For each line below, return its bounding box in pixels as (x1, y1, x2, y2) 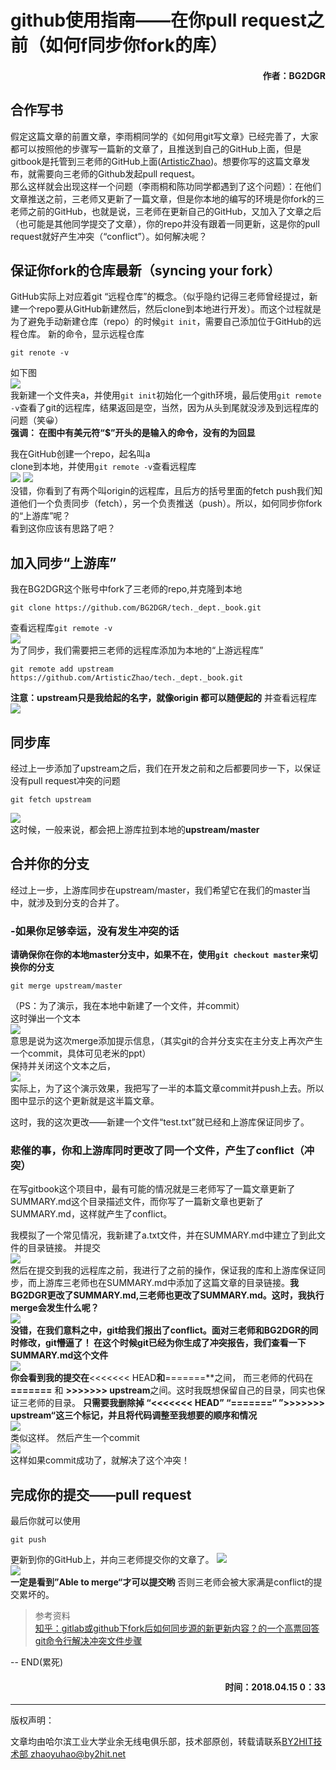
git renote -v (10, 348, 70, 358)
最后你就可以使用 (10, 1515, 81, 1527)
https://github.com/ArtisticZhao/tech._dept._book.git (10, 673, 244, 683)
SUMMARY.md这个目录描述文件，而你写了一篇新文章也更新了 (10, 1196, 264, 1208)
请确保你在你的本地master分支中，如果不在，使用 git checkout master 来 (10, 949, 310, 961)
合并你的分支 (10, 856, 90, 873)
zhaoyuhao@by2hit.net (29, 1748, 127, 1760)
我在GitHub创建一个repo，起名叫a (10, 448, 151, 460)
